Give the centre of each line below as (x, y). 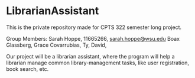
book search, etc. (27, 69)
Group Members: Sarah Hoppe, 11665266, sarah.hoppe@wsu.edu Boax (93, 38)
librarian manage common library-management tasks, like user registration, (97, 63)
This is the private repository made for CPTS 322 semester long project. (94, 27)
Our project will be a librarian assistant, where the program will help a (91, 56)
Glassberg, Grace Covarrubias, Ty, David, (56, 45)
